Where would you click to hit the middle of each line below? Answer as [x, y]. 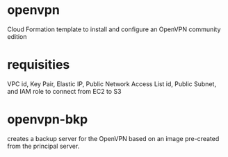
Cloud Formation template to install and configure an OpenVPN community [114, 29]
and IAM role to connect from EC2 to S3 [64, 91]
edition [17, 36]
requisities [39, 65]
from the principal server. [43, 146]
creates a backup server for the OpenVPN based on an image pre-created [113, 138]
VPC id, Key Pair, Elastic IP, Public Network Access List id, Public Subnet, [112, 84]
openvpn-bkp [48, 119]
